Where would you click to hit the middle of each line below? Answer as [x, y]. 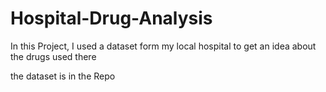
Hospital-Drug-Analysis [111, 18]
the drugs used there [53, 56]
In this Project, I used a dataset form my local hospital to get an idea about [163, 46]
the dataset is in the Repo [63, 76]
